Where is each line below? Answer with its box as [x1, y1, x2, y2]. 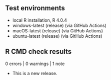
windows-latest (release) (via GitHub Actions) [12, 22, 106, 28]
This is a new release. [12, 70, 57, 76]
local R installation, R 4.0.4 [12, 17, 67, 23]
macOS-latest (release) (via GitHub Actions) [12, 27, 103, 34]
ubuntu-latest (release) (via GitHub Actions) [12, 33, 102, 39]
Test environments [5, 4, 65, 12]
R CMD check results [5, 47, 72, 56]
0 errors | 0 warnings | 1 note [5, 61, 65, 67]
